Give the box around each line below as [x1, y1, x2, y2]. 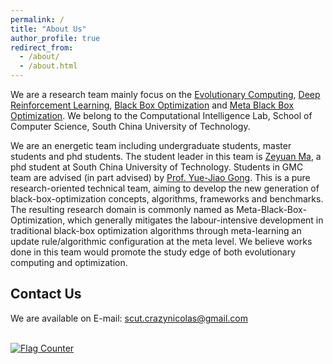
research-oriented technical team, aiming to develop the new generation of [10, 182, 320, 194]
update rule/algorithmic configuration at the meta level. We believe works [10, 236, 313, 247]
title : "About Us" [10, 24, 87, 34]
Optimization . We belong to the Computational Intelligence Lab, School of [10, 110, 313, 121]
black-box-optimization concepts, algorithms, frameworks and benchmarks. [10, 193, 324, 205]
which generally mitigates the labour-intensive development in [67, 214, 324, 226]
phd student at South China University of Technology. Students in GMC [10, 161, 304, 173]
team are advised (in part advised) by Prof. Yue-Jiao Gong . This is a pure [10, 172, 311, 183]
